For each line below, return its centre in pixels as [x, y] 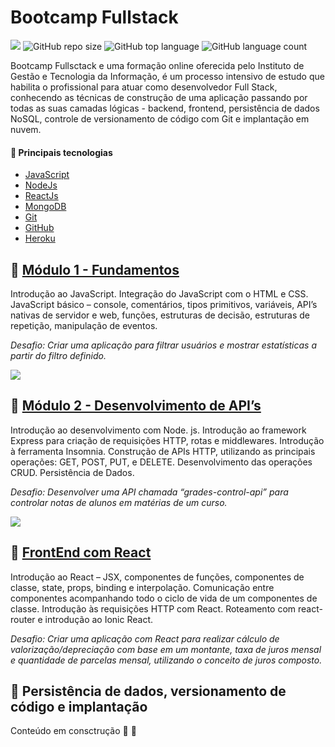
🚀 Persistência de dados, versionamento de [148, 691]
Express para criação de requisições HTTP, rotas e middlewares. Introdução [167, 440]
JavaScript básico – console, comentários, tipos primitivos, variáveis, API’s [164, 304]
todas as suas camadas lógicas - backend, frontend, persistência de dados [165, 108]
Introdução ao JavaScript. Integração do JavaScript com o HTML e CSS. [159, 293]
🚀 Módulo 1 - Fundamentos [95, 269]
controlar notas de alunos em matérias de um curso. [119, 502]
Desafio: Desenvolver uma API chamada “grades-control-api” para [149, 492]
